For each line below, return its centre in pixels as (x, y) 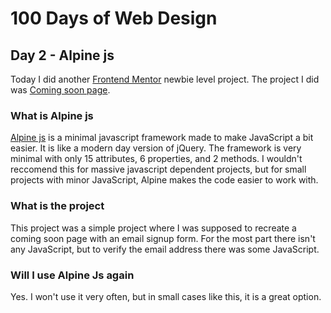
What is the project (57, 206)
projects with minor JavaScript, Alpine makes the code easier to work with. (164, 180)
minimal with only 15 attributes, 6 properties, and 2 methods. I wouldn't (156, 159)
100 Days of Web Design (114, 18)
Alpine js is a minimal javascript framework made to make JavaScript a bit (162, 138)
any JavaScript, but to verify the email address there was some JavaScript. (165, 249)
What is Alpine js (52, 115)
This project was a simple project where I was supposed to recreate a (153, 228)
